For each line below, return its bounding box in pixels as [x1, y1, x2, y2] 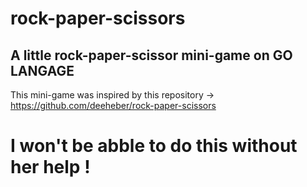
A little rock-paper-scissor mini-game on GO [10, 47, 293, 64]
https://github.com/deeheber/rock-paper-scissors [10, 100, 217, 111]
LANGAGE [10, 62, 75, 79]
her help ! [10, 156, 91, 179]
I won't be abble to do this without [10, 135, 298, 157]
